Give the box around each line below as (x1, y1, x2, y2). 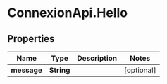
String (49, 65, 70, 75)
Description (77, 54, 118, 63)
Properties (7, 33, 55, 45)
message (11, 65, 42, 75)
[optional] (123, 65, 156, 75)
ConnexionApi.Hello (7, 5, 128, 21)
